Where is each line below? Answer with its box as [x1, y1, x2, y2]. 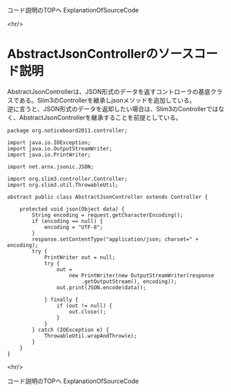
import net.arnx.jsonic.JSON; [7, 163, 94, 170]
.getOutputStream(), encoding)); [81, 278, 177, 285]
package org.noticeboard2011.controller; [7, 127, 128, 134]
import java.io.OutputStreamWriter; [7, 145, 112, 152]
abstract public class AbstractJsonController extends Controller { [7, 193, 208, 200]
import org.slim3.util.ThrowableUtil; [7, 182, 119, 188]
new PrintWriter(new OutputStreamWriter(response [68, 272, 214, 279]
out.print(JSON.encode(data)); [56, 284, 147, 291]
